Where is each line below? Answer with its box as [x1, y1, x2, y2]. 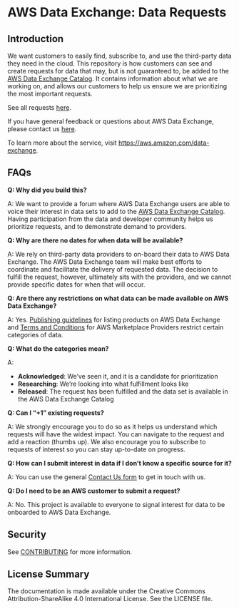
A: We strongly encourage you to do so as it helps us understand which [7, 422, 218, 431]
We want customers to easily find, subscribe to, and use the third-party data [7, 51, 232, 60]
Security [7, 528, 46, 541]
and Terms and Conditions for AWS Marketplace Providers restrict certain [7, 322, 224, 332]
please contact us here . [7, 125, 77, 133]
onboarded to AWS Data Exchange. [7, 508, 111, 516]
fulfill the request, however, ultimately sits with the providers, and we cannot [7, 272, 232, 281]
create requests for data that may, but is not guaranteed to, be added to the [7, 67, 230, 75]
